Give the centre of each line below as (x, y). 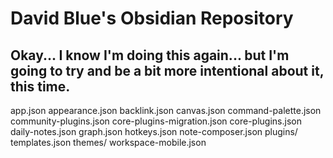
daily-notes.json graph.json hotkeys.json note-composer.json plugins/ (154, 131)
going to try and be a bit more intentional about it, (167, 70)
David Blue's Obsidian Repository (152, 18)
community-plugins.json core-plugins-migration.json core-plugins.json (156, 121)
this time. (40, 86)
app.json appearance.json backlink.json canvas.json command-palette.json (166, 110)
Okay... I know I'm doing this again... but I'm (150, 55)
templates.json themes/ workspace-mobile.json (108, 142)
